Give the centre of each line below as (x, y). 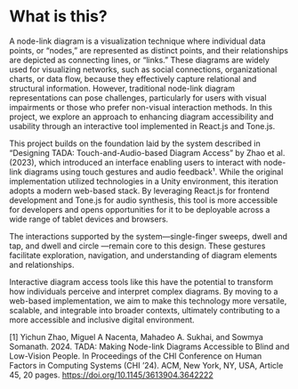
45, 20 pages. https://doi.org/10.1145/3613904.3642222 (111, 375)
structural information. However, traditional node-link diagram (122, 88)
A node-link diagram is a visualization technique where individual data (137, 41)
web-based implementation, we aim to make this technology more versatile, (148, 301)
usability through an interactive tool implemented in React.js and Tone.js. (142, 126)
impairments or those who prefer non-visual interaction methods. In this (141, 107)
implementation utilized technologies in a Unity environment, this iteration (144, 181)
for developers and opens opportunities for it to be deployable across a (140, 209)
